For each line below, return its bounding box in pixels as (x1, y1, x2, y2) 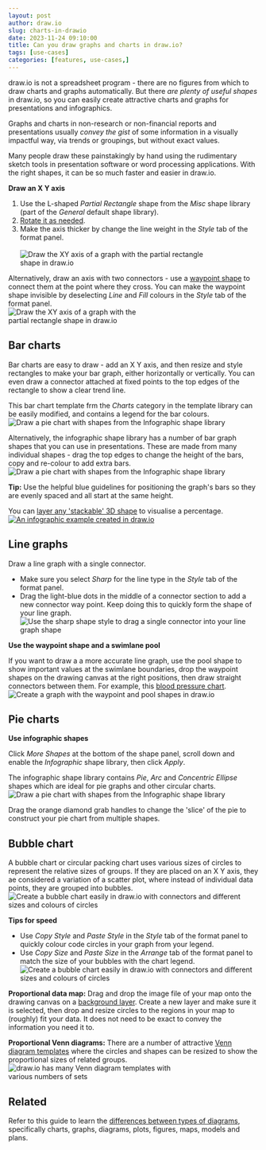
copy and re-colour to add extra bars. (8, 458, 131, 468)
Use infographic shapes (8, 734, 89, 743)
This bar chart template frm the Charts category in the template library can (8, 400, 253, 410)
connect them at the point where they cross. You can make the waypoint (8, 282, 246, 291)
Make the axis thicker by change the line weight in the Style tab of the (19, 224, 249, 233)
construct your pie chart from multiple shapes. (8, 813, 160, 824)
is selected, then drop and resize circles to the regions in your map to (8, 1006, 235, 1016)
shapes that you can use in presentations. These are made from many (8, 441, 237, 450)
